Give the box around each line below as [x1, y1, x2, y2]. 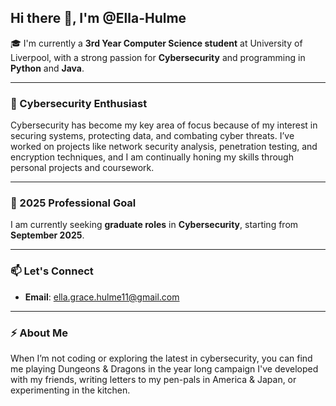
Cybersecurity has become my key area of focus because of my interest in [10, 119, 318, 131]
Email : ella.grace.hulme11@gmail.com [24, 291, 180, 303]
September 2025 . [10, 229, 85, 241]
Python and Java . [10, 62, 85, 74]
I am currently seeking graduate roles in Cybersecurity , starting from [10, 219, 299, 231]
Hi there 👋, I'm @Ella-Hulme [10, 10, 187, 27]
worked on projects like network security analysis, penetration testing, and [10, 141, 318, 153]
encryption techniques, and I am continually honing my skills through [10, 151, 294, 163]
